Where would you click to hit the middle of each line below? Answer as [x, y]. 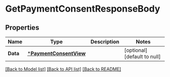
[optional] [136, 50]
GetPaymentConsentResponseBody [83, 9]
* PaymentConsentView [56, 53]
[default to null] [142, 56]
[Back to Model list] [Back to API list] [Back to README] [63, 69]
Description [105, 42]
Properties [22, 28]
